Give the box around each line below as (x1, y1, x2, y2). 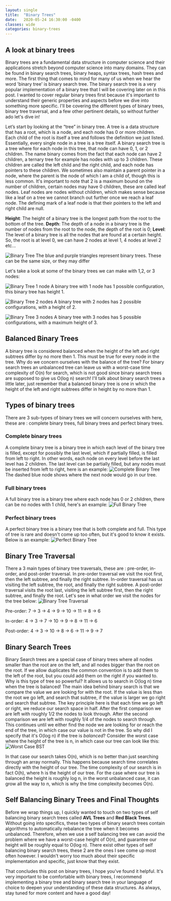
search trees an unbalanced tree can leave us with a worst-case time (5, 364, 151, 370)
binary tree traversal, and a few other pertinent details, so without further (5, 108, 159, 114)
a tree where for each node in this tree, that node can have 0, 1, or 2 (5, 145, 148, 151)
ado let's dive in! (5, 113, 40, 119)
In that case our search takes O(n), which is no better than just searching (5, 753, 159, 759)
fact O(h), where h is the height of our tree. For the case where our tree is (5, 770, 160, 776)
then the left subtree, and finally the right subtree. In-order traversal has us (5, 576, 163, 583)
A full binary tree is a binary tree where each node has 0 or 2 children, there (5, 496, 165, 503)
